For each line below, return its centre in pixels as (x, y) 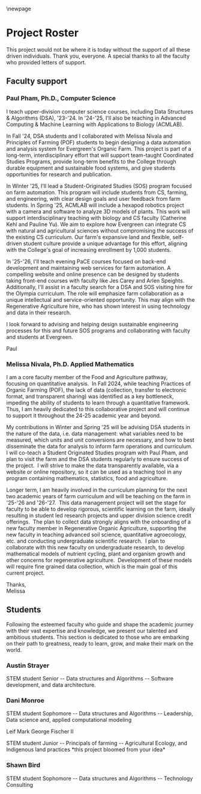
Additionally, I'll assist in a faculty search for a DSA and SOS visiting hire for (100, 287)
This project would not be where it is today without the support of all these (98, 49)
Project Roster (43, 33)
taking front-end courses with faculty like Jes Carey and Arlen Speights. (95, 280)
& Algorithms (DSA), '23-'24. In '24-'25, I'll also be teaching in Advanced (96, 118)
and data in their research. (39, 313)
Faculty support (37, 81)
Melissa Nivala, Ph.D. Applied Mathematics (70, 364)
